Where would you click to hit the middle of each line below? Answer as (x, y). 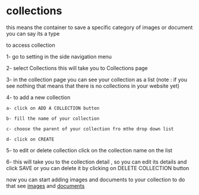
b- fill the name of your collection (53, 119)
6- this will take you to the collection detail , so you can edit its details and (97, 162)
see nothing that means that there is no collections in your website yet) (93, 86)
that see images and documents (45, 186)
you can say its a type (33, 33)
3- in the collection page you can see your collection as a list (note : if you (97, 79)
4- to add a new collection (38, 97)
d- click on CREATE (30, 139)
